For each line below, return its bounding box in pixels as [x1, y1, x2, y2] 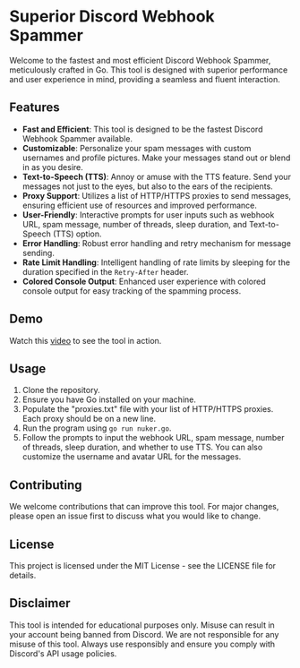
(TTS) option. [52, 228, 102, 239]
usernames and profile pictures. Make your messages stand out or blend [21, 152, 291, 163]
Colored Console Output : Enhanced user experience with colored [21, 276, 266, 287]
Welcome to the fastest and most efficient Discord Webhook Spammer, [9, 55, 271, 65]
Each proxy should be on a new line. [21, 414, 157, 424]
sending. [21, 247, 56, 258]
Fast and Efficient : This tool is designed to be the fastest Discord [21, 124, 263, 134]
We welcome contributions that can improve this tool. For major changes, [9, 501, 279, 512]
